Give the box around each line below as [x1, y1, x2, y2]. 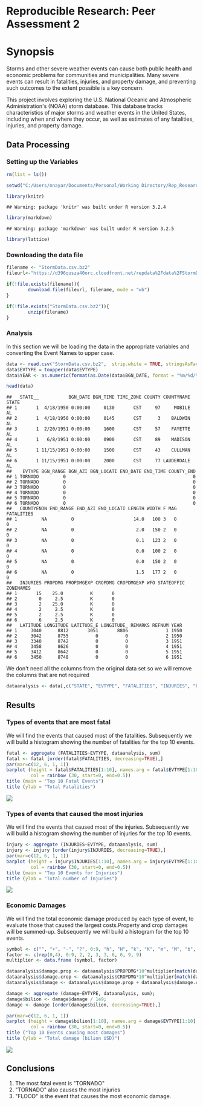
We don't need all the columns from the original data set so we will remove [6, 665, 192, 672]
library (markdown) [6, 215, 53, 221]
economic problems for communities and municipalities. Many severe [6, 72, 179, 79]
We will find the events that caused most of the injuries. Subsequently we [6, 823, 189, 831]
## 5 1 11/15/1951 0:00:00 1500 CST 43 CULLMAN [6, 447, 190, 453]
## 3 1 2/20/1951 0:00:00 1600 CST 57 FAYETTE [6, 426, 190, 432]
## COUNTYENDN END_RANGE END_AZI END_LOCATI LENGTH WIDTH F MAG [6, 505, 177, 512]
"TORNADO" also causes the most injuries [14, 1086, 121, 1093]
